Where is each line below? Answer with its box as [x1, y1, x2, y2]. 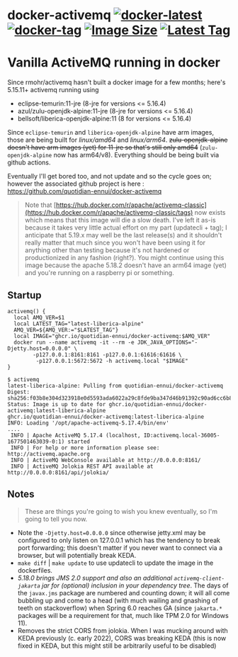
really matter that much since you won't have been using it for [24, 238, 206, 247]
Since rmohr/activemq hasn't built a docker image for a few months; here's [7, 78, 226, 86]
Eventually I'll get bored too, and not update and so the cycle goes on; [7, 172, 212, 181]
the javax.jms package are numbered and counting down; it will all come [17, 588, 230, 597]
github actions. [7, 158, 51, 167]
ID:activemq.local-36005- [143, 432, 220, 439]
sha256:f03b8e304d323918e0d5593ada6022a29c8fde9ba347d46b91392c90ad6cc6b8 [7, 394, 233, 402]
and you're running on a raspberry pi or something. [24, 269, 175, 277]
